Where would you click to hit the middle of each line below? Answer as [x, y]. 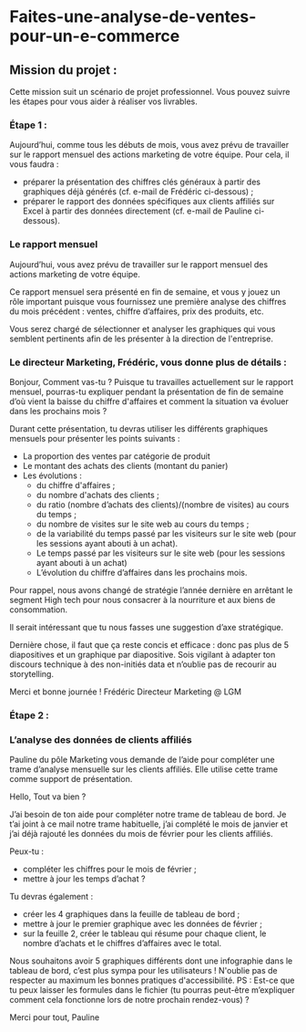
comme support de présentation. [71, 779]
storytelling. [32, 673]
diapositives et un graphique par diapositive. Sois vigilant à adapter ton [143, 654]
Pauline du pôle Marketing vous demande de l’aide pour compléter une [142, 760]
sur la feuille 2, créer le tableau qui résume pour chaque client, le [144, 933]
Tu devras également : [51, 897]
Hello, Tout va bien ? [48, 797]
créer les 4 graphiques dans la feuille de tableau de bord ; [131, 914]
